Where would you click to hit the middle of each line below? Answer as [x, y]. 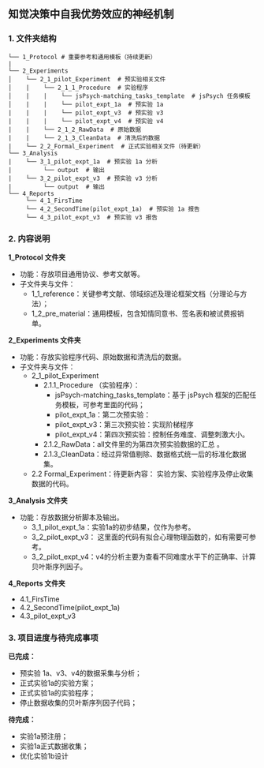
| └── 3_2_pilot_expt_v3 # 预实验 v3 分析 [83, 178]
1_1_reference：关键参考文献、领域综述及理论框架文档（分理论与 [136, 294]
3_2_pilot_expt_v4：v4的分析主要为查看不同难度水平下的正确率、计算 [143, 556]
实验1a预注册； [44, 736]
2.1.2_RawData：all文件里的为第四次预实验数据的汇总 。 [134, 444]
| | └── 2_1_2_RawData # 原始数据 [75, 129]
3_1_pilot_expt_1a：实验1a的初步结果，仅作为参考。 [113, 526]
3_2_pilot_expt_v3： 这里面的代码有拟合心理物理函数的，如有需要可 [140, 537]
